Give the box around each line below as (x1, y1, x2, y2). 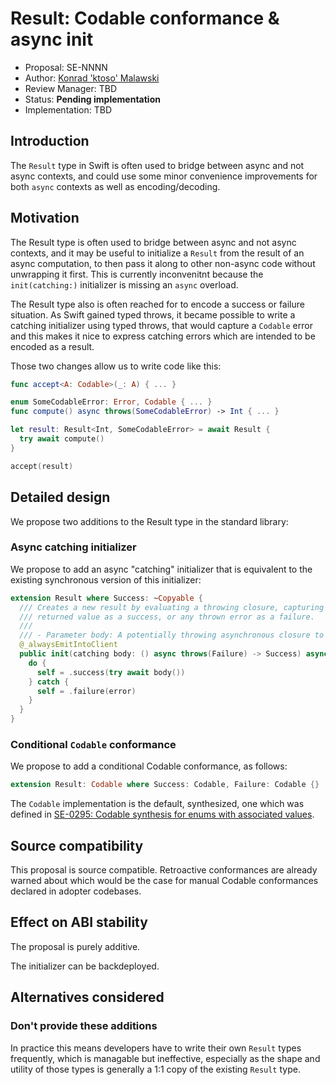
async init (10, 28, 94, 51)
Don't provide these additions (10, 1019, 158, 1033)
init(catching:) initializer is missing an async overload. (10, 278, 239, 291)
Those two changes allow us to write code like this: (10, 360, 222, 372)
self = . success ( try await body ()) (36, 667, 186, 677)
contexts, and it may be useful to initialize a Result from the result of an (10, 247, 305, 259)
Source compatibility (10, 837, 144, 854)
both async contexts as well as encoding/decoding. (10, 180, 221, 192)
